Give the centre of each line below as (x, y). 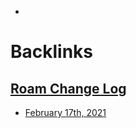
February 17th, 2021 (65, 112)
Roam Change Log (68, 88)
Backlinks (52, 52)
